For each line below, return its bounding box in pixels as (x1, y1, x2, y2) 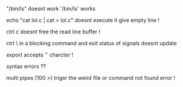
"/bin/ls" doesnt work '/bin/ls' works (6, 5, 96, 12)
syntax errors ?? (6, 63, 46, 70)
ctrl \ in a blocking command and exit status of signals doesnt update (6, 40, 177, 46)
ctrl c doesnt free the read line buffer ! (6, 28, 101, 35)
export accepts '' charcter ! (6, 51, 74, 58)
